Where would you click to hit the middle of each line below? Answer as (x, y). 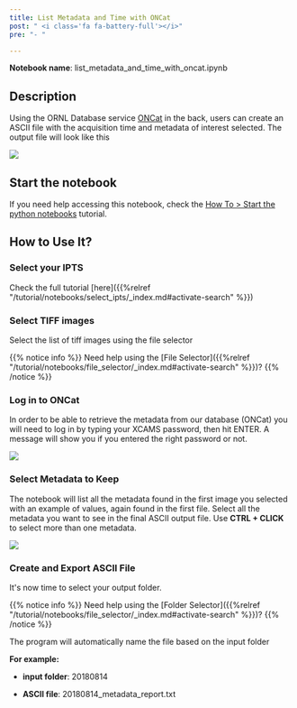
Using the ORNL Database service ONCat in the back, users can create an (147, 118)
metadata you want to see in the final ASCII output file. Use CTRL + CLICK (147, 518)
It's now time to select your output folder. (85, 587)
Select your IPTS (46, 268)
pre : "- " (28, 34)
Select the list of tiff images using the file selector (101, 340)
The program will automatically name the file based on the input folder (139, 641)
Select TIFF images (52, 320)
